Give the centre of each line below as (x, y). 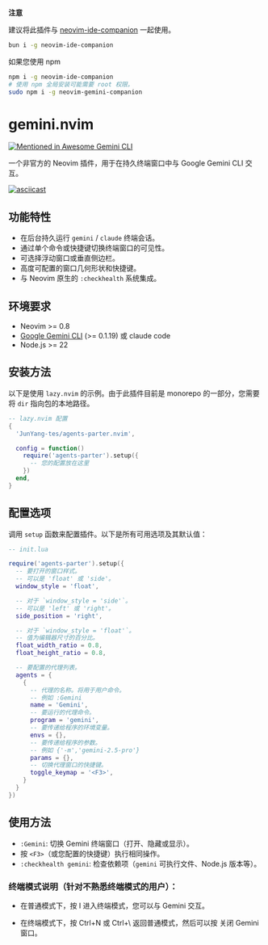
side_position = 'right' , (59, 616)
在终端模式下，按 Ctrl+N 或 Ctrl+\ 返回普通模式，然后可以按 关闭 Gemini (140, 922)
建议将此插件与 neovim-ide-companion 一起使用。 (92, 30)
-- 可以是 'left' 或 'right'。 (65, 608)
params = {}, (52, 758)
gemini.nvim (51, 124)
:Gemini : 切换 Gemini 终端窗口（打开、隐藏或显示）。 (107, 843)
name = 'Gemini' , (59, 705)
